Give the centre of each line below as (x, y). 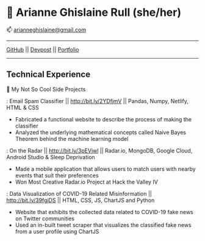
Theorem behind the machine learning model (72, 138)
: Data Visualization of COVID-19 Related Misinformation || (79, 193)
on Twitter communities (45, 218)
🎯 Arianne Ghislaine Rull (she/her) (94, 13)
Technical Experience (48, 75)
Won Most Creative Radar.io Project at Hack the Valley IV (87, 182)
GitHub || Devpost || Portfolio (43, 49)
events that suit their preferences (57, 175)
